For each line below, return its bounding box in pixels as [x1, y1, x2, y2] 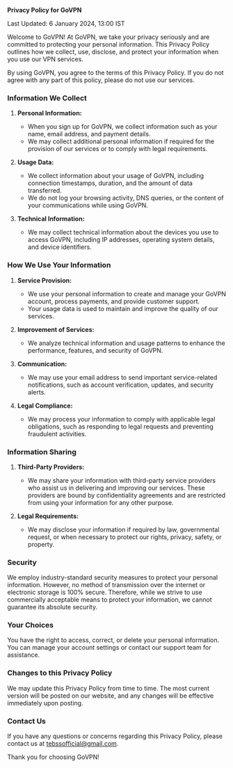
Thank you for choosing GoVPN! [7, 753, 99, 761]
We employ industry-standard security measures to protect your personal [7, 573, 218, 582]
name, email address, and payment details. [27, 130, 151, 138]
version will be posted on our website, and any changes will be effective [7, 691, 214, 700]
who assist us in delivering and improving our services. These [27, 483, 205, 492]
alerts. [27, 387, 47, 396]
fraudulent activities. [27, 429, 87, 438]
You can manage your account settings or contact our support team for [7, 643, 211, 652]
